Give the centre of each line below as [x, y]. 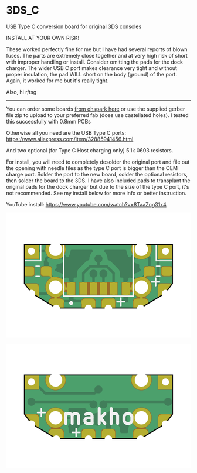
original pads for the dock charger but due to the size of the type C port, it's [98, 186]
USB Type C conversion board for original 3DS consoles [74, 26]
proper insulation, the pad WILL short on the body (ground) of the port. [92, 74]
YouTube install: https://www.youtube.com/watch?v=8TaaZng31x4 [86, 204]
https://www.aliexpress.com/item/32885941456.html [70, 139]
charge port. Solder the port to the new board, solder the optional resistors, [97, 174]
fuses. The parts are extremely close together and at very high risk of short [97, 55]
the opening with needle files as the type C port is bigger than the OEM [92, 168]
